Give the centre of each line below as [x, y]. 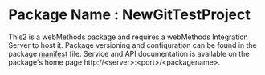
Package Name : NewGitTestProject [130, 15]
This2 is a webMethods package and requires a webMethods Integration [128, 37]
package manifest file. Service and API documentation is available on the [129, 53]
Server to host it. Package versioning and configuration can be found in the [132, 45]
